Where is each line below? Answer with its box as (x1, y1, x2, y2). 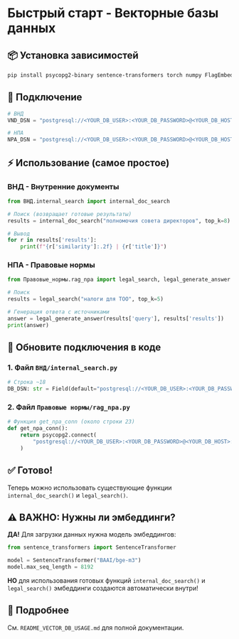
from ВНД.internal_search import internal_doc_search (7, 198, 171, 205)
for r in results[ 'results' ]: (7, 237, 97, 244)
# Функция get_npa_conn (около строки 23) (7, 418, 135, 426)
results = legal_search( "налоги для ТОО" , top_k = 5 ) (7, 296, 164, 303)
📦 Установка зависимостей (7, 49, 139, 61)
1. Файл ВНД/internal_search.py (7, 363, 118, 372)
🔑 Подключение (7, 91, 83, 104)
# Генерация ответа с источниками (7, 308, 110, 316)
